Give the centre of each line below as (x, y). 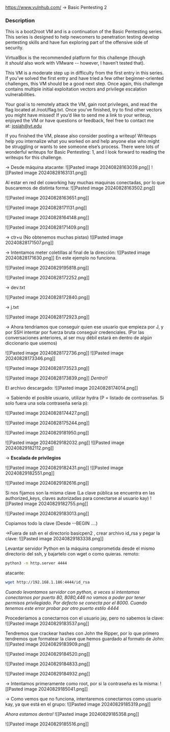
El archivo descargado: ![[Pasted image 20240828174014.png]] (72, 388)
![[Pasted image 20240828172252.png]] (48, 278)
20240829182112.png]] (30, 448)
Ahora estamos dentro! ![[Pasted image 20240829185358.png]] (72, 714)
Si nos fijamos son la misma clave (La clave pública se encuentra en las (80, 493)
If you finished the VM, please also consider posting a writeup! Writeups (81, 136)
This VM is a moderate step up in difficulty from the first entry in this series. (84, 73)
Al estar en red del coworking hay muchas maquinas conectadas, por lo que (85, 183)
